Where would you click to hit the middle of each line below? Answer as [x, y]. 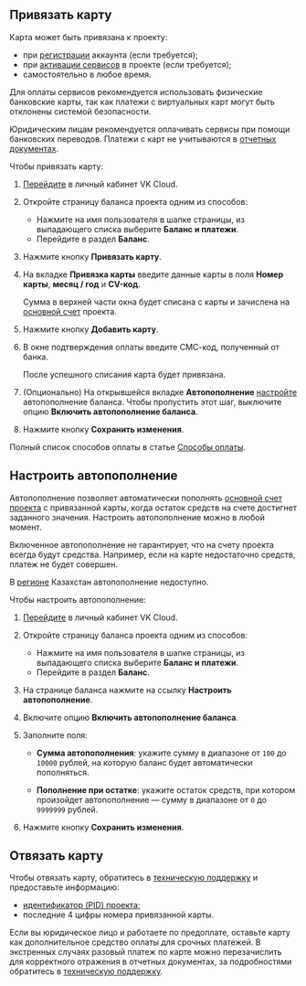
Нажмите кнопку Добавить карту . [90, 329]
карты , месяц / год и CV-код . [81, 284]
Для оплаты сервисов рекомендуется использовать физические [136, 91]
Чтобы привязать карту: [56, 166]
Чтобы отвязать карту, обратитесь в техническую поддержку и [134, 878]
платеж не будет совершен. [64, 564]
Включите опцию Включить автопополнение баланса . [131, 717]
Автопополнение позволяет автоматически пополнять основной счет [146, 498]
